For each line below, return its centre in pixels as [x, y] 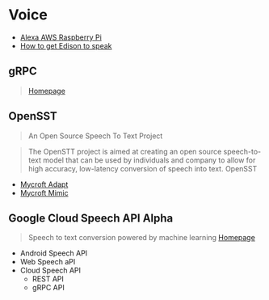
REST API [48, 279]
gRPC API [48, 288]
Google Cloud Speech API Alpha [91, 218]
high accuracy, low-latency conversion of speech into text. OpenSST [143, 168]
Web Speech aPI [48, 262]
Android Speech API [54, 253]
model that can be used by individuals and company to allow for [149, 160]
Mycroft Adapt [44, 184]
